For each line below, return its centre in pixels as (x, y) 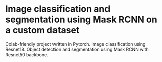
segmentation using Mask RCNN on (81, 20)
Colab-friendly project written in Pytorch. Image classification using (75, 44)
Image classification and (58, 9)
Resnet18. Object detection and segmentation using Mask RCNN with (77, 49)
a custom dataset (42, 30)
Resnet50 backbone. (27, 55)
